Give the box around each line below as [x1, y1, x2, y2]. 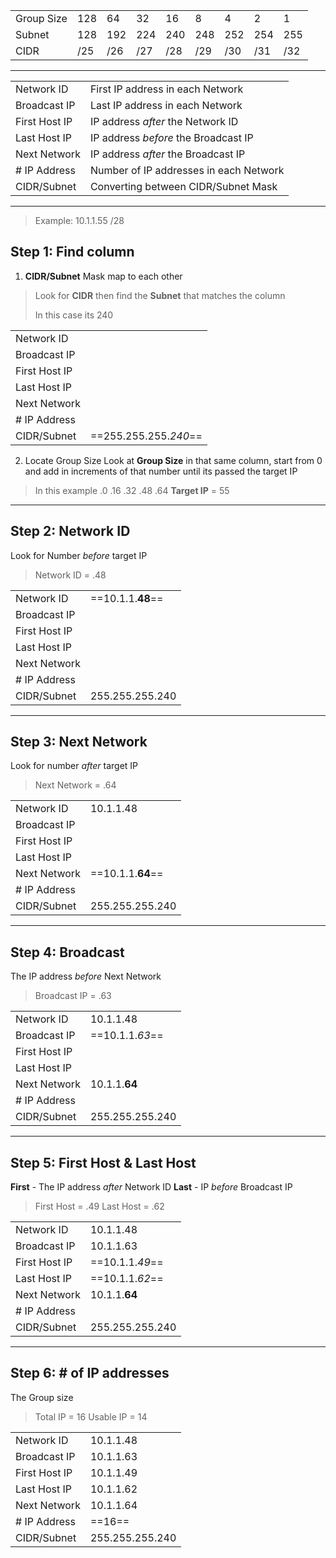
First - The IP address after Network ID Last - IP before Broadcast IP [10, 1181, 293, 1193]
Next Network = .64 [34, 779, 117, 791]
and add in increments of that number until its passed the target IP [24, 465, 298, 477]
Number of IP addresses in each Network [89, 164, 285, 177]
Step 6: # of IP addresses [10, 1365, 170, 1382]
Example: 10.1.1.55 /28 [34, 215, 125, 226]
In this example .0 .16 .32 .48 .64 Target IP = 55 [34, 484, 230, 496]
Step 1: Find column [10, 244, 135, 261]
